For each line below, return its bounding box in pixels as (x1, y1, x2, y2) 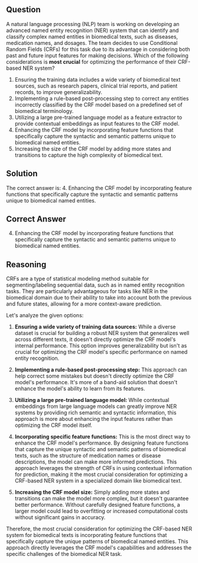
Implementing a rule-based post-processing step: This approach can (14, 366, 187, 374)
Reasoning (6, 259, 47, 269)
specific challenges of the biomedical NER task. (6, 551, 122, 558)
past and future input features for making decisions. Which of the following (6, 52, 189, 59)
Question (6, 5, 41, 15)
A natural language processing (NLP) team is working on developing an (6, 20, 180, 27)
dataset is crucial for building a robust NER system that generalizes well (14, 330, 190, 337)
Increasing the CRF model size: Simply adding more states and (14, 488, 170, 496)
